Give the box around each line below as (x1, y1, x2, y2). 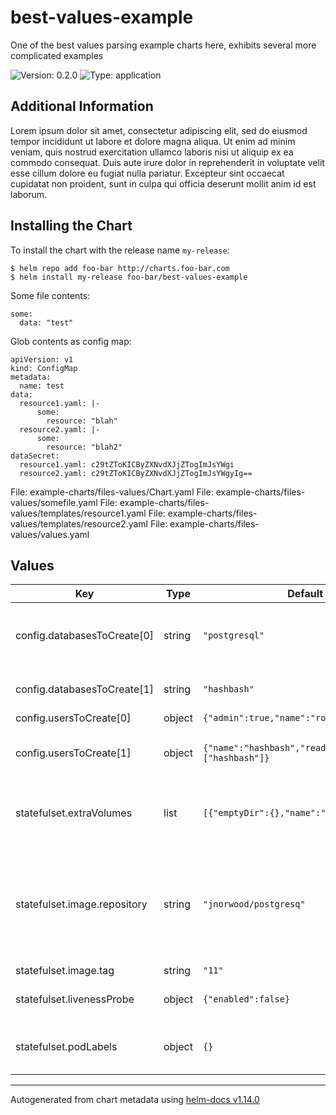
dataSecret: (10, 451, 60, 461)
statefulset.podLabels (15, 1040, 118, 1054)
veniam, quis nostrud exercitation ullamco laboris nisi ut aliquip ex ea (10, 146, 294, 158)
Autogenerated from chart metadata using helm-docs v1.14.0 (10, 1094, 260, 1106)
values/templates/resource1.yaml (10, 507, 147, 519)
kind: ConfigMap (10, 363, 78, 373)
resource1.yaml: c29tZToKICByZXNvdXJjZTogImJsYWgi (19, 459, 235, 470)
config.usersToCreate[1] (15, 746, 132, 760)
